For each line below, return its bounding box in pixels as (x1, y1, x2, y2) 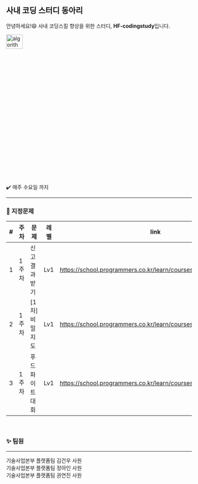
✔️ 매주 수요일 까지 (6, 183, 49, 190)
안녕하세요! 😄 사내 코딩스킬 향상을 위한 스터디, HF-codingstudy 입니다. (6, 22, 171, 29)
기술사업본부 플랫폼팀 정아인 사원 (6, 465, 82, 472)
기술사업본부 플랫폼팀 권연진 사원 (6, 472, 82, 479)
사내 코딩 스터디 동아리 (6, 5, 84, 16)
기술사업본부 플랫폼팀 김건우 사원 (6, 457, 82, 464)
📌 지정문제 (6, 207, 34, 215)
